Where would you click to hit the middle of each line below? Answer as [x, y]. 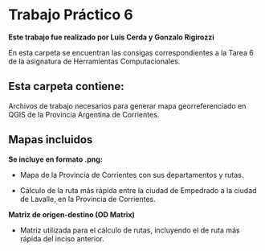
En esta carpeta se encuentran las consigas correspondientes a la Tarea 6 [131, 52]
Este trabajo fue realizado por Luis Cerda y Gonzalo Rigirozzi [111, 37]
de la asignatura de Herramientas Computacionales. [94, 61]
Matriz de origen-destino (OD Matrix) [71, 214]
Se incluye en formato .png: [55, 159]
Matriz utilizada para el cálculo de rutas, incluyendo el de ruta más [130, 230]
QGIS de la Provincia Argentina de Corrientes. [84, 114]
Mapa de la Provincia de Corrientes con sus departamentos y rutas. [132, 175]
